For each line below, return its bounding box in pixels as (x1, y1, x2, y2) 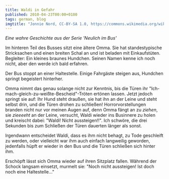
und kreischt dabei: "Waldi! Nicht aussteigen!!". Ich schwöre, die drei (5, 117, 147, 123)
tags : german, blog (5, 17, 46, 22)
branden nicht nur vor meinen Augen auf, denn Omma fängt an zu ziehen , (5, 107, 158, 113)
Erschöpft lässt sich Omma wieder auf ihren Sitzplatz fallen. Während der (5, 158, 157, 164)
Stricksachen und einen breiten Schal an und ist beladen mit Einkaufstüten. (5, 50, 161, 56)
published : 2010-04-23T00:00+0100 (5, 12, 78, 17)
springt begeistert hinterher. (5, 76, 63, 82)
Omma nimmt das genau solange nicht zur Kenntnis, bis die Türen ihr (5, 86, 148, 92)
